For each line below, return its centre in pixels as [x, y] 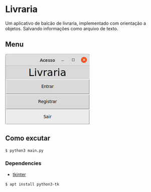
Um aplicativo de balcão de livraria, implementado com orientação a [76, 23]
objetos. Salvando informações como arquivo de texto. [62, 28]
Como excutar [28, 138]
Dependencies [23, 163]
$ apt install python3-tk [32, 184]
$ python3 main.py [24, 150]
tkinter [19, 174]
